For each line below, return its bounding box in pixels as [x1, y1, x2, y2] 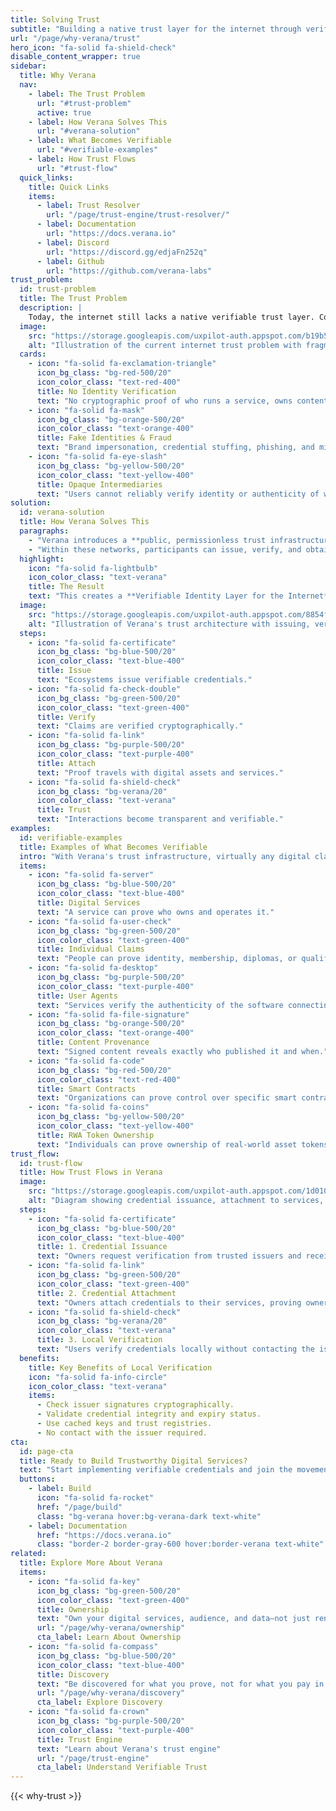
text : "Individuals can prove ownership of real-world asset [36, 1139, 298, 1150]
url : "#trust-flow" [36, 163, 118, 173]
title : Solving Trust [10, 14, 101, 25]
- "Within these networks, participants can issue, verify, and [28, 544, 302, 555]
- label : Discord [36, 237, 110, 248]
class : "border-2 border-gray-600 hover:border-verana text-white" [36, 1539, 325, 1550]
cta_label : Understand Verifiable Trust [36, 1762, 208, 1773]
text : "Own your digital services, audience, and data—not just [36, 1614, 311, 1624]
